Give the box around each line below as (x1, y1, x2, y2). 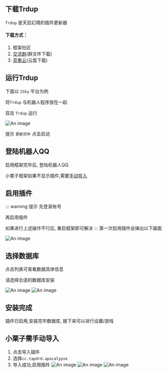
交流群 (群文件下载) (12, 51, 53, 57)
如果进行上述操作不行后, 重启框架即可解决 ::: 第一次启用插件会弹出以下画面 (5, 225, 162, 231)
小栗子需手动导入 (5, 334, 59, 343)
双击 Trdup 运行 (5, 109, 37, 116)
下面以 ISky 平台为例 (5, 88, 49, 94)
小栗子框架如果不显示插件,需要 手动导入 (5, 172, 88, 179)
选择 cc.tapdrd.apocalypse (12, 355, 68, 361)
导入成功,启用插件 (12, 361, 50, 367)
